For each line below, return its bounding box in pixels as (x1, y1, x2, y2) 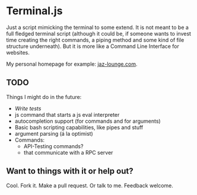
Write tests (14, 105, 42, 112)
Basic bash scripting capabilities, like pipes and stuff (14, 123, 144, 131)
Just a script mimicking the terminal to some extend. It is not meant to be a (6, 24, 189, 31)
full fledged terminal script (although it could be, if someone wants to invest (6, 30, 192, 37)
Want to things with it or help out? (6, 166, 134, 176)
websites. (6, 49, 30, 56)
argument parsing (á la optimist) (14, 130, 93, 137)
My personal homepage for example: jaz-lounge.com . (6, 60, 138, 68)
